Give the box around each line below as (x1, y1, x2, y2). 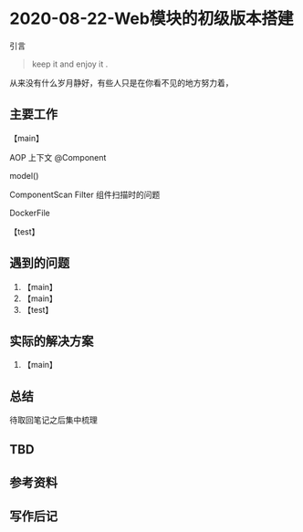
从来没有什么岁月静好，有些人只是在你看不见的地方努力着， (9, 77, 234, 88)
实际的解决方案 (9, 333, 94, 349)
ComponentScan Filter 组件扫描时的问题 (9, 189, 161, 200)
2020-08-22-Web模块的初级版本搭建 (9, 8, 294, 29)
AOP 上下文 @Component (9, 151, 107, 162)
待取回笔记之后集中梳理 (9, 414, 98, 425)
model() (9, 170, 39, 181)
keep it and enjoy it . (31, 58, 109, 69)
